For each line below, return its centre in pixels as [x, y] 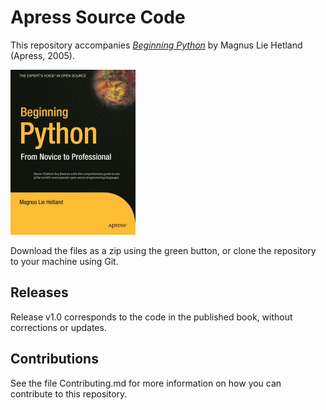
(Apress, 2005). [42, 55]
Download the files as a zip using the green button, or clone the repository [163, 250]
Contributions [54, 359]
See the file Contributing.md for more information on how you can [146, 383]
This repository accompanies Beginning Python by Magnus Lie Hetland [156, 45]
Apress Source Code [98, 17]
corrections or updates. [58, 327]
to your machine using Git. [64, 261]
